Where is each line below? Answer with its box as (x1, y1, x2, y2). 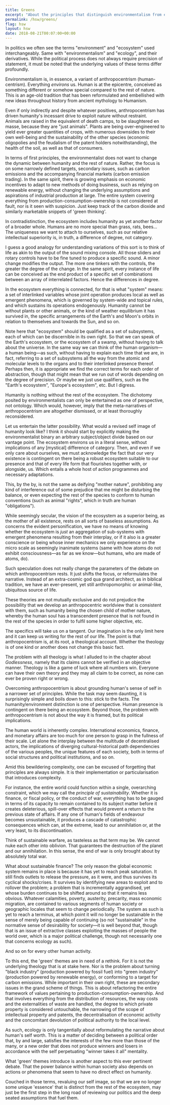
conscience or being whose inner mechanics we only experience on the (5, 540, 155, 545)
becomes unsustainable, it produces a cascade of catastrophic (5, 817, 137, 822)
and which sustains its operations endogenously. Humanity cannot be (5, 302, 151, 308)
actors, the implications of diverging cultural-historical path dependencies (5, 743, 160, 749)
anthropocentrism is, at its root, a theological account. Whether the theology (5, 639, 164, 645)
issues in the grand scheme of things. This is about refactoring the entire (5, 985, 157, 991)
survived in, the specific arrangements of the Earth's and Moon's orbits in (5, 313, 159, 319)
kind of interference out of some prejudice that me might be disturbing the (5, 487, 160, 493)
